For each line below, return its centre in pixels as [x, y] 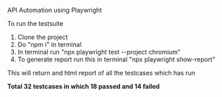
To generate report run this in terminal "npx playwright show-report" [116, 59]
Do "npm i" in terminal [50, 44]
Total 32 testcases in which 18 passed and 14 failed [84, 86]
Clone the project [43, 37]
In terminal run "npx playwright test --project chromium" [99, 52]
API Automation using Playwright [55, 10]
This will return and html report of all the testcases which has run [101, 73]
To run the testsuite [35, 23]
